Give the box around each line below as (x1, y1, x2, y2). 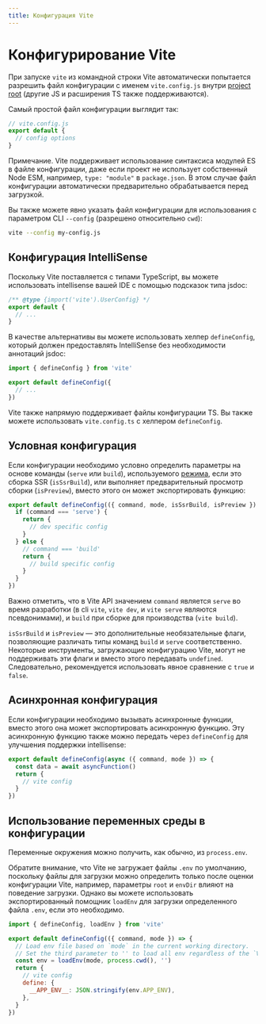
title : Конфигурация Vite (8, 11, 93, 20)
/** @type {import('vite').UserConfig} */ (8, 295, 150, 304)
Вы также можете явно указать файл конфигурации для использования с (8, 205, 257, 215)
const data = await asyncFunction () (15, 762, 136, 770)
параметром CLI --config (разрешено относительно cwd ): (8, 213, 203, 223)
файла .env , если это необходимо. (8, 905, 125, 915)
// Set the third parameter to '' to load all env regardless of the (15, 949, 249, 957)
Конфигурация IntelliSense (8, 251, 148, 264)
